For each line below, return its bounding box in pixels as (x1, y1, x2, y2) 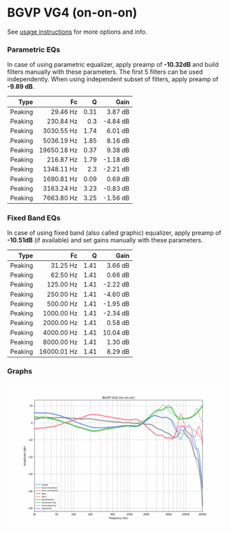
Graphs (7, 366, 32, 376)
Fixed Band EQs (7, 213, 61, 222)
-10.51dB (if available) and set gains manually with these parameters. (7, 236, 203, 244)
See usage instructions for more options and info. (7, 28, 148, 36)
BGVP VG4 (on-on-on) (7, 5, 138, 21)
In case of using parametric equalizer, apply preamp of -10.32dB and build (7, 61, 219, 69)
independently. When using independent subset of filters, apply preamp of (7, 75, 219, 83)
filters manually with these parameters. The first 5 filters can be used (7, 67, 203, 76)
